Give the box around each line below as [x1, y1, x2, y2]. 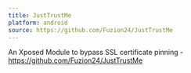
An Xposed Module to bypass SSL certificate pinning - [8, 48, 184, 57]
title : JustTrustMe [8, 11, 72, 20]
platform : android [8, 19, 68, 27]
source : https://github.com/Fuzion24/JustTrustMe [8, 26, 174, 34]
